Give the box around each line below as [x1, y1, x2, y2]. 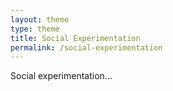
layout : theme [10, 14, 70, 25]
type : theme [10, 24, 60, 34]
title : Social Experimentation [10, 33, 141, 43]
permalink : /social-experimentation [10, 42, 163, 53]
